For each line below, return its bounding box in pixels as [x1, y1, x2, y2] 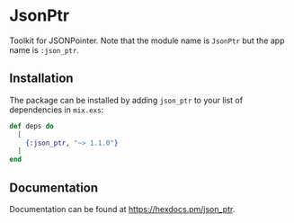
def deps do [9, 121, 54, 130]
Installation [9, 71, 74, 86]
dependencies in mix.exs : [9, 104, 104, 115]
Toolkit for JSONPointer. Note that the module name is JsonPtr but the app [9, 35, 285, 46]
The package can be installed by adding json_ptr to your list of [9, 94, 244, 105]
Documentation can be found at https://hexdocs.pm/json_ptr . [9, 203, 236, 214]
